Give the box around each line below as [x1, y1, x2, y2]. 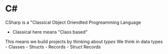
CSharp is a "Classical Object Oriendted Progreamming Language [5, 19, 141, 25]
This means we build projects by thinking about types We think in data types [5, 38, 163, 45]
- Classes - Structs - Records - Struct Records [5, 44, 101, 50]
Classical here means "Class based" [12, 29, 88, 35]
